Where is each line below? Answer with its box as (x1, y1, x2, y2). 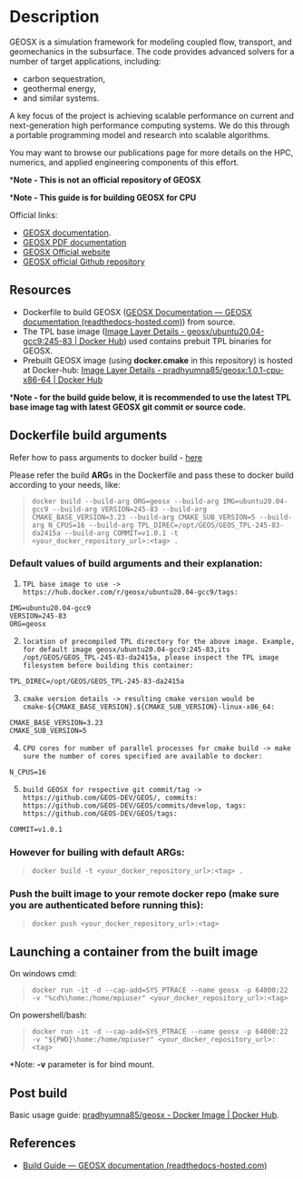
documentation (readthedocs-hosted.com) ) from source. (22, 316, 236, 327)
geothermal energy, (22, 83, 97, 94)
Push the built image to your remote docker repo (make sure (9, 887, 279, 900)
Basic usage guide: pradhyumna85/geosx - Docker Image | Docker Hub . (9, 1110, 279, 1121)
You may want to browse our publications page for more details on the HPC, (9, 147, 294, 158)
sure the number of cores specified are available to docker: (22, 751, 263, 760)
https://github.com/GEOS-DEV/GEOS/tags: (22, 808, 178, 818)
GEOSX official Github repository (22, 256, 145, 267)
